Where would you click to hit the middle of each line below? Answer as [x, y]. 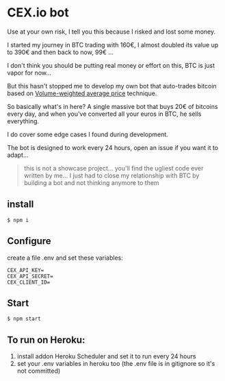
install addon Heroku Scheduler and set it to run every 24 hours [106, 356]
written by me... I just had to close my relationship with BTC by [111, 175]
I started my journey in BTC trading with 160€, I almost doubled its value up [113, 45]
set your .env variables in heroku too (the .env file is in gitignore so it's [116, 364]
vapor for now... [29, 73]
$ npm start [24, 319]
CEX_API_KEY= [26, 270]
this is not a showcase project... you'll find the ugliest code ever [114, 168]
